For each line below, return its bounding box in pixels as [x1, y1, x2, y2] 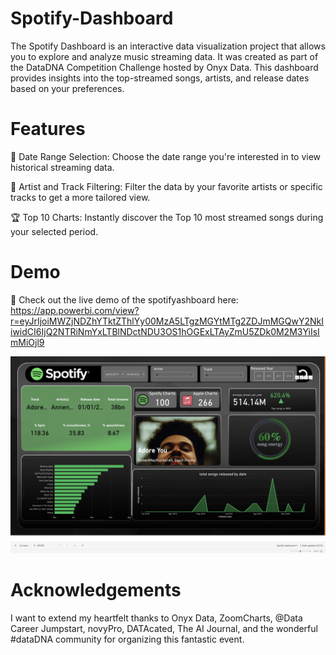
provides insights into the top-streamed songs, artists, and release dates [10, 72, 310, 84]
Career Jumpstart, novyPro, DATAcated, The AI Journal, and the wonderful [10, 622, 318, 634]
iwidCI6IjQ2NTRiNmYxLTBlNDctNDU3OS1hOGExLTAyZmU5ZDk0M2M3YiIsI [10, 325, 320, 337]
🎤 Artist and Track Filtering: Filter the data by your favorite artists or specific [10, 180, 323, 192]
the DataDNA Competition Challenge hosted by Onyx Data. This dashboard [10, 61, 319, 73]
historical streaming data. [10, 161, 115, 173]
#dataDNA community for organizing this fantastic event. [10, 633, 245, 645]
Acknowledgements [10, 579, 182, 601]
